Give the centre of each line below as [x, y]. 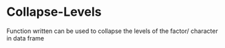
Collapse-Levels [54, 12]
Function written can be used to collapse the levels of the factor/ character [112, 31]
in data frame [25, 38]
